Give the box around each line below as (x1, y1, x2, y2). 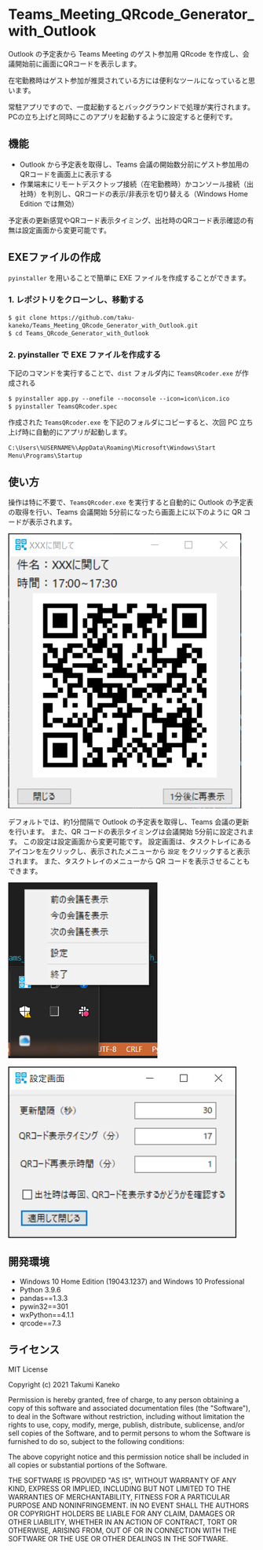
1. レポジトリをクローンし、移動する (8, 295, 144, 306)
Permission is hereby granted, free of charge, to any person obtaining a (8, 1394, 239, 1404)
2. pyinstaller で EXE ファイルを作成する (8, 349, 161, 360)
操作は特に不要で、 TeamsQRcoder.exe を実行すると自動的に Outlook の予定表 (8, 497, 254, 507)
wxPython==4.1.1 (19, 1310, 75, 1319)
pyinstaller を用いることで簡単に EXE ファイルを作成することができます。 (8, 273, 251, 282)
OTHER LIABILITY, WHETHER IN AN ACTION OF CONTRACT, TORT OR (8, 1517, 237, 1526)
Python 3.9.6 (19, 1284, 61, 1294)
